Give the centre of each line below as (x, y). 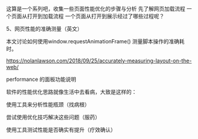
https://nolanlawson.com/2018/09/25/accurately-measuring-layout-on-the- (99, 61)
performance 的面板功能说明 (41, 79)
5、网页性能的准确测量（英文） (44, 29)
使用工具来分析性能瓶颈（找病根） (48, 105)
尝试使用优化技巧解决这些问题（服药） (53, 117)
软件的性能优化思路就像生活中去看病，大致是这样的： (72, 92)
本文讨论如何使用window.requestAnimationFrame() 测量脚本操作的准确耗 (95, 41)
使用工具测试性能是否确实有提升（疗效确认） (61, 130)
